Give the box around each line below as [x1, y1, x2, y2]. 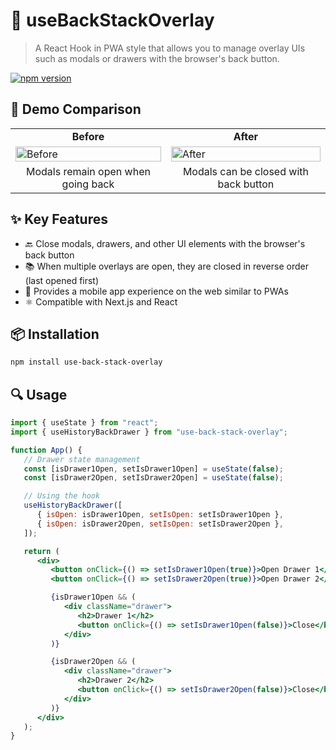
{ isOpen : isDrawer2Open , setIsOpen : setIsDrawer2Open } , [36, 519, 284, 529]
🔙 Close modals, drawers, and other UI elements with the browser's [24, 237, 306, 249]
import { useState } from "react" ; [10, 418, 159, 428]
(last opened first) [24, 274, 100, 286]
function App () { [10, 445, 83, 455]
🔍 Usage [10, 386, 68, 403]
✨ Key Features [10, 211, 108, 228]
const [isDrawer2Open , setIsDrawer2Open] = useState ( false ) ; [23, 473, 284, 483]
